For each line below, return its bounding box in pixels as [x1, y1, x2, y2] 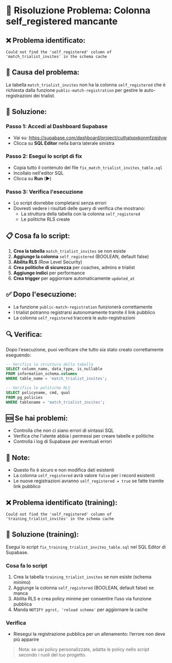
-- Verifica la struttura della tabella [6, 362, 94, 367]
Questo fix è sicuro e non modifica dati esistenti [13, 467, 114, 473]
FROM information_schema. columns [6, 371, 78, 376]
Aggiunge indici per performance [13, 270, 85, 276]
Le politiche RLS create [21, 216, 70, 222]
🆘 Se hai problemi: [6, 413, 68, 423]
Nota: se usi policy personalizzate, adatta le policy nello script [18, 647, 149, 653]
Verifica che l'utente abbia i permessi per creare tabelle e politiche [13, 433, 154, 439]
